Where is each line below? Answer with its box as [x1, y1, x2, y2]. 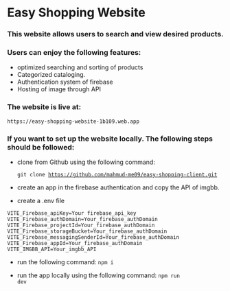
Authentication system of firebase [16, 78, 113, 86]
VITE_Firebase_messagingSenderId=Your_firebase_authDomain [7, 234, 180, 241]
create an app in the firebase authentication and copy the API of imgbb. [16, 183, 220, 191]
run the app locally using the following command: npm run [16, 271, 181, 279]
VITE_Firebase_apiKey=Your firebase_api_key [7, 210, 137, 217]
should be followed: [7, 142, 75, 152]
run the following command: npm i [16, 258, 114, 266]
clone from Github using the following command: [16, 158, 156, 166]
